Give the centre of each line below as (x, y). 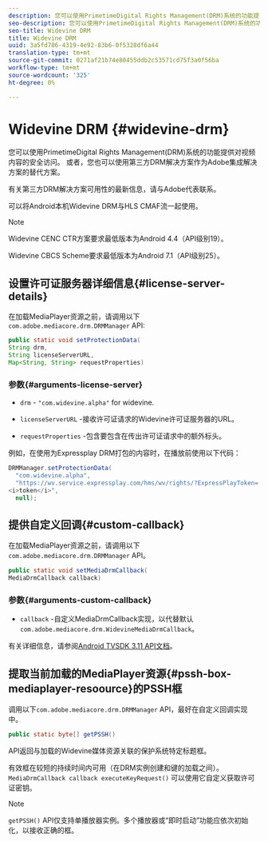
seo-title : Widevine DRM (49, 30)
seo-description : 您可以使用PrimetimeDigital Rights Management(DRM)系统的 (132, 23)
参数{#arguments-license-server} (76, 385)
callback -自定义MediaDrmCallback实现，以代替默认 (106, 619)
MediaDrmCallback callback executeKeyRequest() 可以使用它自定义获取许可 (132, 777)
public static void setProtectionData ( (75, 341)
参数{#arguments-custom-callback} (80, 600)
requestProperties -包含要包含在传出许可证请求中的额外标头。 (122, 436)
